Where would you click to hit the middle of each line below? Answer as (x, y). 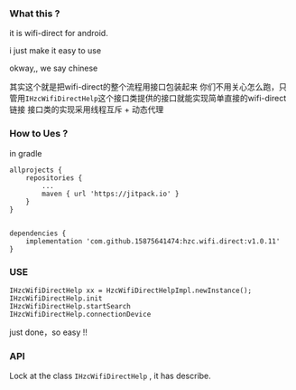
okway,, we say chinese (54, 68)
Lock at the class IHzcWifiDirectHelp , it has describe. (111, 376)
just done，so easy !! (49, 332)
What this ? (35, 14)
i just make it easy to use (55, 51)
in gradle (26, 153)
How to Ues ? (39, 134)
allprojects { (36, 170)
